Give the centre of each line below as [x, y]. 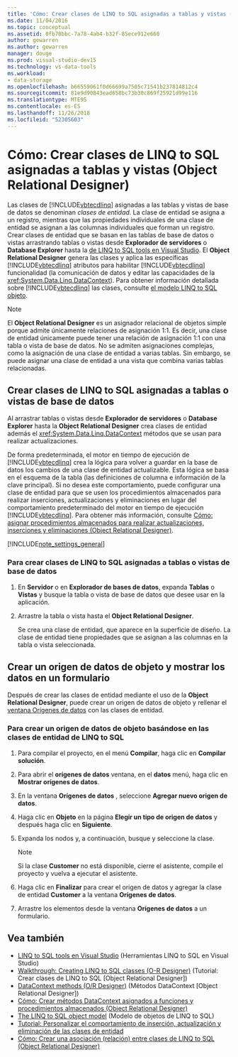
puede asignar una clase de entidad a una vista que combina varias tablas [115, 360]
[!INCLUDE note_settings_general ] [56, 544]
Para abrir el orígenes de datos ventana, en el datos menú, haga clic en [123, 774]
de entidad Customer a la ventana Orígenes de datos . [97, 894]
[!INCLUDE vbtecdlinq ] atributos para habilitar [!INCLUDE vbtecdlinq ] [106, 265]
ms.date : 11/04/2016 [38, 21]
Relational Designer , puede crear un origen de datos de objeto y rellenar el [117, 703]
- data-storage [30, 80]
